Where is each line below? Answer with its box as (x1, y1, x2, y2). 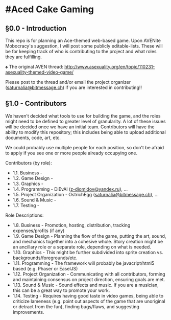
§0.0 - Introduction (5, 24, 67, 33)
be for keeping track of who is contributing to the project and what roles (5, 49, 157, 54)
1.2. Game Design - (12, 175, 53, 181)
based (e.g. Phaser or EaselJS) (12, 265, 78, 271)
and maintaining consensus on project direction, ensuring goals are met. (12, 276, 165, 282)
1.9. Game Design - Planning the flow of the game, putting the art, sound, (12, 233, 166, 239)
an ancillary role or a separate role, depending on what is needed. (12, 244, 152, 250)
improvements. (12, 309, 44, 315)
